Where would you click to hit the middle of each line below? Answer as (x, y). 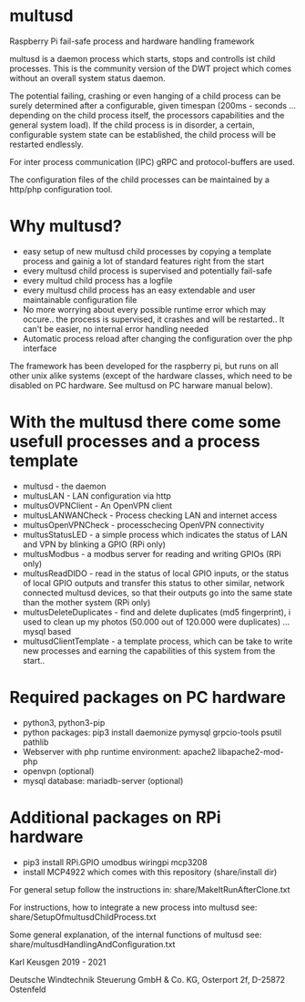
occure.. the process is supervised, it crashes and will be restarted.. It (153, 319)
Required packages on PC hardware (148, 697)
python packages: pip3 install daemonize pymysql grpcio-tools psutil (152, 732)
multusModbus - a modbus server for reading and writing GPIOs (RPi (152, 553)
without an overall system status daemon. (87, 77)
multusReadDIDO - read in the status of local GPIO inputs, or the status (156, 573)
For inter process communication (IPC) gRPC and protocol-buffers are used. (152, 161)
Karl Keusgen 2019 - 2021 (58, 962)
